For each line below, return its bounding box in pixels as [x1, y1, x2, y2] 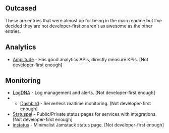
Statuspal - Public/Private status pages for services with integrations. [12, 111, 157, 117]
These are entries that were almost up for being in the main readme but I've [5, 17, 162, 23]
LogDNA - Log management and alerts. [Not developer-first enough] [12, 90, 155, 96]
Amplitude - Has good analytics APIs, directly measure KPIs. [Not [12, 56, 149, 62]
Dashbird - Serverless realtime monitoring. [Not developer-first [20, 101, 151, 107]
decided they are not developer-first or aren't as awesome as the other [5, 23, 153, 29]
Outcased [5, 4, 37, 13]
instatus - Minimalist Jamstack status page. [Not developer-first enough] [12, 122, 164, 128]
